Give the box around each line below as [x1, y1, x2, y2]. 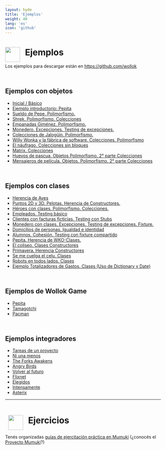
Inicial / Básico [12, 100, 42, 106]
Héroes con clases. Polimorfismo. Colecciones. [12, 205, 109, 211]
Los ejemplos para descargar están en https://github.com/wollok [5, 63, 137, 69]
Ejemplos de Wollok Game [5, 287, 87, 295]
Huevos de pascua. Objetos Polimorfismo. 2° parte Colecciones [12, 153, 142, 159]
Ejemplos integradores [5, 334, 77, 343]
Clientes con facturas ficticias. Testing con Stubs [12, 216, 112, 222]
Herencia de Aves [12, 195, 48, 201]
